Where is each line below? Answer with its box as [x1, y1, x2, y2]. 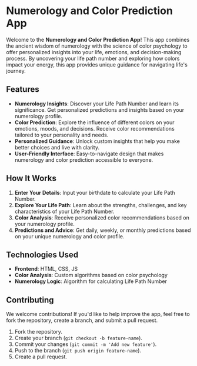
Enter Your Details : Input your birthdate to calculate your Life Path [14, 189, 175, 196]
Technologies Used [6, 249, 78, 259]
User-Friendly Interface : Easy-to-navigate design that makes [14, 150, 164, 157]
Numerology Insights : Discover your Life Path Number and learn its [14, 100, 179, 107]
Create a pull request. [14, 353, 68, 360]
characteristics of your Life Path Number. [14, 208, 115, 215]
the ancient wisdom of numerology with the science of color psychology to [6, 42, 188, 49]
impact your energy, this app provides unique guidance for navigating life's [6, 61, 188, 68]
